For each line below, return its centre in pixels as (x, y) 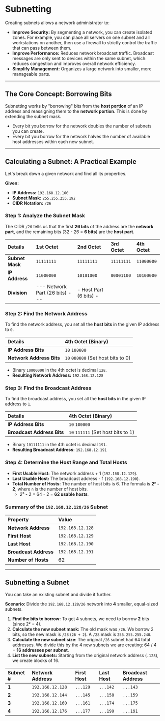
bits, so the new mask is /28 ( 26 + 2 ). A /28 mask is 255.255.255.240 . (82, 634)
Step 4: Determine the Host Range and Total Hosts (66, 462)
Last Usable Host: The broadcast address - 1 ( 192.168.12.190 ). (76, 479)
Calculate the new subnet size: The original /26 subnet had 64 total (81, 639)
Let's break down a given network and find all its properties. (66, 174)
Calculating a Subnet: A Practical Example (71, 162)
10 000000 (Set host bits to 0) (98, 358)
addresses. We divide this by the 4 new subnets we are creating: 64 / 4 (84, 645)
